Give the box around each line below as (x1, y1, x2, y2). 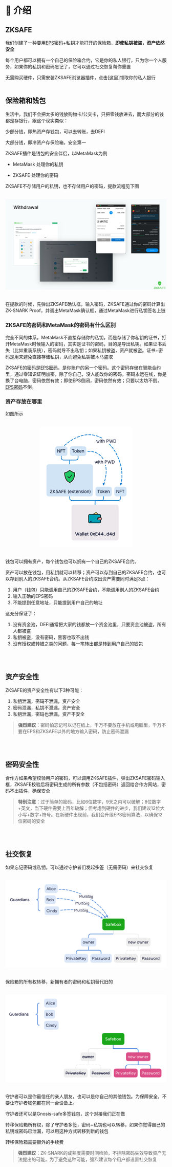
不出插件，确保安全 (9, 788, 50, 794)
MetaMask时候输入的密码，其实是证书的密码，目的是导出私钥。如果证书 (9, 340, 162, 347)
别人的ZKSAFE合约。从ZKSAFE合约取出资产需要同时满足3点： (18, 575, 150, 581)
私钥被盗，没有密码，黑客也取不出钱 (12, 634, 90, 640)
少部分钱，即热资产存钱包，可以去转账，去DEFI (5, 128, 105, 134)
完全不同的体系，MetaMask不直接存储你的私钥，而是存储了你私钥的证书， (5, 334, 162, 340)
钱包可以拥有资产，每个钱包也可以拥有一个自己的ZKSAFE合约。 (5, 558, 139, 564)
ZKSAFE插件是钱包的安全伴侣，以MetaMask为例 (5, 150, 107, 156)
